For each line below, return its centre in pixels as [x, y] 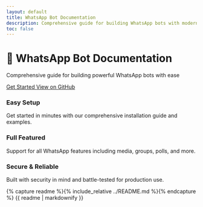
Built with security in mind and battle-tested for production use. [85, 180]
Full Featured [26, 138]
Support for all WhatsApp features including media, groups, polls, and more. [101, 151]
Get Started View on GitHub [41, 87]
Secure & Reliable [33, 167]
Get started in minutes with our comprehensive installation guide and [92, 116]
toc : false [20, 29]
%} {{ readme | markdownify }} [45, 198]
